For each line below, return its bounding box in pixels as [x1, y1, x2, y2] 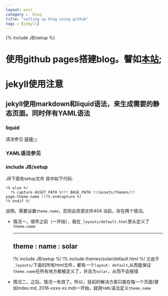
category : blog [5, 12, 42, 17]
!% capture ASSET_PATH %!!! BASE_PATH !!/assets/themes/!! [10, 190, 136, 195]
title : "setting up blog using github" [5, 16, 89, 21]
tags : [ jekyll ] [5, 21, 39, 26]
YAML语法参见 [5, 150, 41, 157]
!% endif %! [5, 198, 30, 203]
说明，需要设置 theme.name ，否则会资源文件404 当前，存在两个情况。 [5, 207, 147, 214]
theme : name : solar [12, 242, 78, 250]
